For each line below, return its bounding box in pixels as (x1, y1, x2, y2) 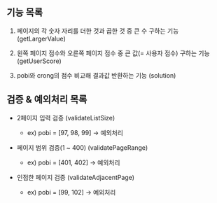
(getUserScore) (16, 57, 62, 65)
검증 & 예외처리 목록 (6, 94, 87, 106)
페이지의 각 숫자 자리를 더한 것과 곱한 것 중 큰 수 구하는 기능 (16, 27, 179, 35)
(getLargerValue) (16, 34, 66, 43)
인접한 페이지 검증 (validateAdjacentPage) (16, 173, 134, 181)
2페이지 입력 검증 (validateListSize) (16, 113, 115, 122)
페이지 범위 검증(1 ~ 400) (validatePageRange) (16, 143, 148, 152)
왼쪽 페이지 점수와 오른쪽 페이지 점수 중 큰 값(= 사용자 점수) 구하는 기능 (16, 48, 211, 57)
